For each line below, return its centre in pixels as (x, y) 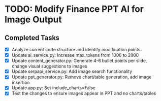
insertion (21, 83)
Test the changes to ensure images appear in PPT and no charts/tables (84, 93)
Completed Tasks (32, 38)
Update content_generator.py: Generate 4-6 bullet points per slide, (79, 61)
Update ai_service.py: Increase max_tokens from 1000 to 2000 (75, 55)
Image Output (33, 19)
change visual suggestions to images (49, 66)
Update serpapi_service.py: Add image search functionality (72, 71)
